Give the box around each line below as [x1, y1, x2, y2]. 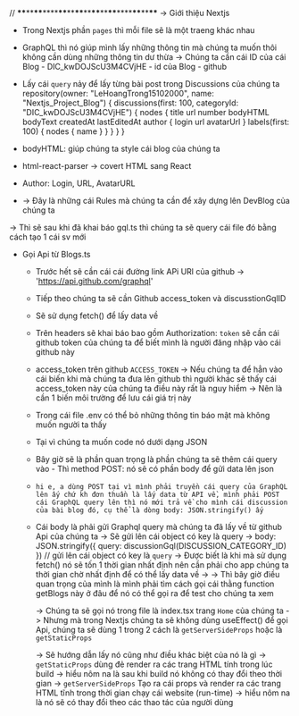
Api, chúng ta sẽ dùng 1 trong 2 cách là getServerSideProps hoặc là [35, 625, 283, 635]
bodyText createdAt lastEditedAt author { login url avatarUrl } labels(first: [21, 116, 290, 127]
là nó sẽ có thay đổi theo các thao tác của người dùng [35, 697, 234, 707]
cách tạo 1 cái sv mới [9, 232, 87, 242]
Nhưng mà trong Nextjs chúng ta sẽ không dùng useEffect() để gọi [43, 615, 288, 625]
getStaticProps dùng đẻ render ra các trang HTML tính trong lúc [35, 659, 273, 670]
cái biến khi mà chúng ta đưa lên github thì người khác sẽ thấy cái [35, 374, 277, 383]
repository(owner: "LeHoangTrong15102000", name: [21, 88, 214, 98]
